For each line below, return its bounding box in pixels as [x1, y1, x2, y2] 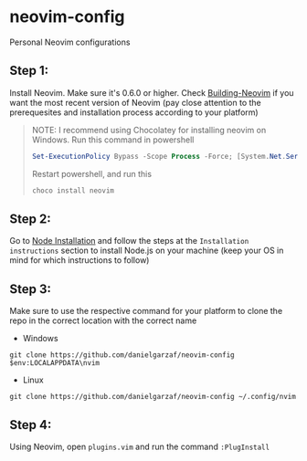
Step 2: [9, 211, 52, 226]
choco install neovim [31, 185, 114, 195]
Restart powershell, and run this [31, 168, 153, 179]
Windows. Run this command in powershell [31, 134, 195, 145]
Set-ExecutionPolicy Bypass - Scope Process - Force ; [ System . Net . [31, 152, 286, 161]
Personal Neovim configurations [9, 37, 131, 47]
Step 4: [9, 417, 52, 433]
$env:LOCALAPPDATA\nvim [9, 359, 101, 368]
